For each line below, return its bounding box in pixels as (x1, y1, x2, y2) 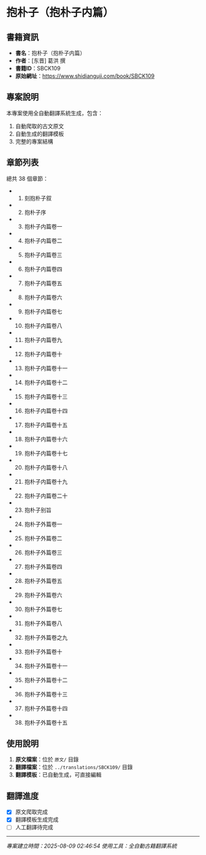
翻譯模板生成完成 (15, 816, 59, 823)
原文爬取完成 (15, 808, 48, 816)
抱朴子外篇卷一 (24, 520, 63, 528)
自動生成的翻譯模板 (15, 130, 64, 137)
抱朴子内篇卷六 (24, 294, 63, 301)
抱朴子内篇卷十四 (24, 407, 68, 414)
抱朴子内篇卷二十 (24, 492, 68, 500)
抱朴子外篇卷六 (24, 591, 63, 598)
